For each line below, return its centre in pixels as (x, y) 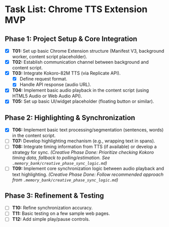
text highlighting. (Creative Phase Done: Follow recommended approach (88, 174)
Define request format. (43, 79)
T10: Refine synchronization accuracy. (52, 208)
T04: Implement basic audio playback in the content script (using (80, 90)
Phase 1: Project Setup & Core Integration (71, 39)
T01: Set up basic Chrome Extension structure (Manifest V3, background (88, 51)
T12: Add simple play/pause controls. (51, 219)
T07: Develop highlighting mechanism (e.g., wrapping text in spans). (83, 141)
